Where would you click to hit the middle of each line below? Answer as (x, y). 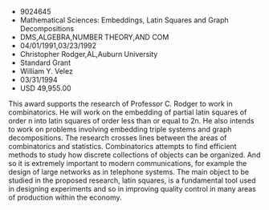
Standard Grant (45, 63)
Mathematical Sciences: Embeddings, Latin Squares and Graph (124, 20)
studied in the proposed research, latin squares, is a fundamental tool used (132, 180)
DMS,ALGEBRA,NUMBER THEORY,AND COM (94, 37)
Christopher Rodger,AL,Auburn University (89, 54)
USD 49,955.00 (45, 88)
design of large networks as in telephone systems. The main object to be (129, 172)
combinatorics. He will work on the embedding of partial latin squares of (128, 112)
